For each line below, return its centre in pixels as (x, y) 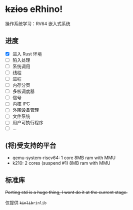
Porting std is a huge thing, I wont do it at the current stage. (66, 193)
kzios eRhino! (34, 9)
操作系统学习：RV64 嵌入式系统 (38, 23)
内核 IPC (21, 104)
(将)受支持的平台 (31, 145)
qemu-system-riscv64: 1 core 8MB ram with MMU (64, 158)
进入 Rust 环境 (27, 54)
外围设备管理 (25, 110)
